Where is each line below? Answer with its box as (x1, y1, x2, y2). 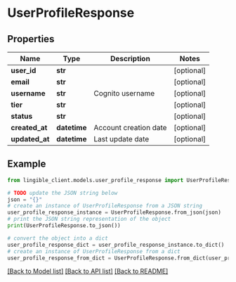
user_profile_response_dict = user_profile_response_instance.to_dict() (7, 241, 225, 248)
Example (7, 158, 46, 170)
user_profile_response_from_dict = (7, 255, 112, 262)
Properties (7, 33, 55, 45)
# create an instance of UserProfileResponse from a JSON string (7, 203, 202, 210)
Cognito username (93, 89, 155, 98)
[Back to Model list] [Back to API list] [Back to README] (7, 267, 169, 276)
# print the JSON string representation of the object (7, 216, 171, 223)
